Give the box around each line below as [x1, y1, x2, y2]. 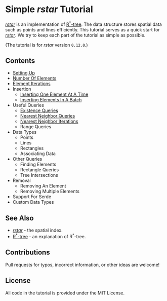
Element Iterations [12, 81, 51, 87]
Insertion [12, 86, 31, 92]
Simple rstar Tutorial [5, 4, 93, 15]
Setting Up [12, 70, 35, 76]
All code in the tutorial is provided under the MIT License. [5, 290, 125, 296]
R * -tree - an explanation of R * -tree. [12, 233, 86, 239]
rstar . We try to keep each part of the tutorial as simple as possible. [5, 32, 146, 38]
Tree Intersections [20, 172, 58, 178]
